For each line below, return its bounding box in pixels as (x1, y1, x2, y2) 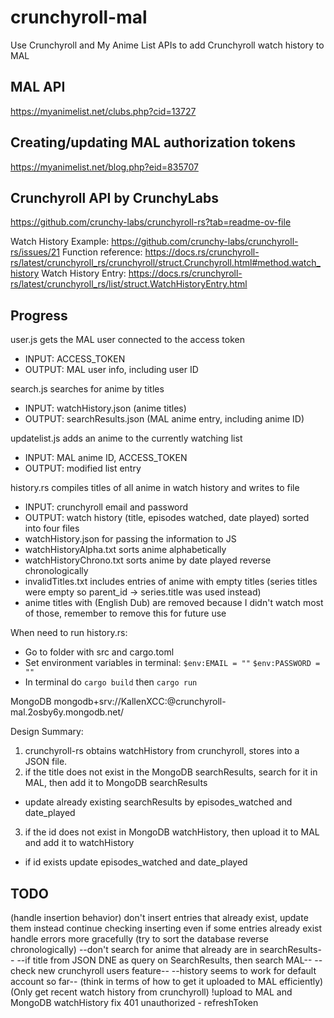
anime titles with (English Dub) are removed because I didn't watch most (24, 597, 324, 609)
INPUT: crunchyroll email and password (24, 501, 189, 513)
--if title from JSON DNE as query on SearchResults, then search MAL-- (16, 954, 313, 966)
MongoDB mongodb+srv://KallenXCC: (10, 696, 168, 708)
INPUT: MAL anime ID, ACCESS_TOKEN (24, 452, 188, 464)
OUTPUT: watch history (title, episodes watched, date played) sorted (24, 512, 310, 524)
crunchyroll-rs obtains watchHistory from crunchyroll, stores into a (24, 745, 300, 757)
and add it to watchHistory (24, 837, 135, 849)
